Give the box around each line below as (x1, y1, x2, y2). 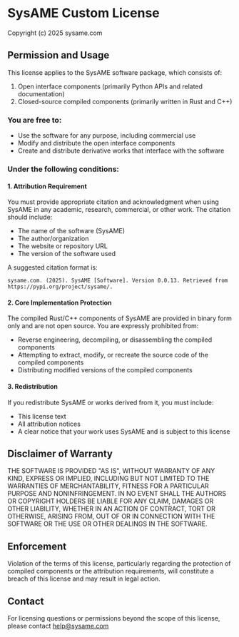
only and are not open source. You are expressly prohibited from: (7, 322, 199, 330)
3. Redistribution (7, 382, 59, 390)
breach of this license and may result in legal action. (7, 574, 161, 583)
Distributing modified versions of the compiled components (17, 366, 193, 374)
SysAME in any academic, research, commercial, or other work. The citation (7, 205, 231, 214)
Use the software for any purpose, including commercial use (17, 131, 196, 140)
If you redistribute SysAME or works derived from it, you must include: (7, 398, 214, 407)
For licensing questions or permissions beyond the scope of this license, (7, 614, 220, 623)
